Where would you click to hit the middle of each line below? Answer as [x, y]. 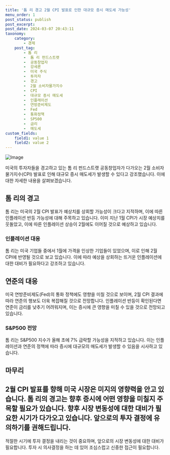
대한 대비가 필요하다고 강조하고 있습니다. [45, 264]
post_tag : [25, 48]
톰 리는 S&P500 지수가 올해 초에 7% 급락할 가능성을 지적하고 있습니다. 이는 [80, 340]
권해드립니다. [51, 428]
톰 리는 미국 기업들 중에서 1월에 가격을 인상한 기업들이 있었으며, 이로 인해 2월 [81, 251]
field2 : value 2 [32, 143]
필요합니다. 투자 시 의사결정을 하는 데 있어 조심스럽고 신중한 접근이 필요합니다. [83, 447]
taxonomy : [16, 34]
